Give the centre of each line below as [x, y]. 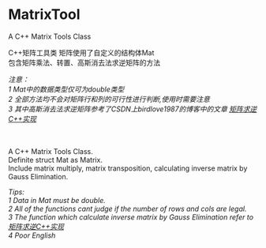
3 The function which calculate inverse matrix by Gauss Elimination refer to [131, 217]
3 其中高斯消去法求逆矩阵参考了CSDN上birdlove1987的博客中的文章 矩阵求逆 [133, 109]
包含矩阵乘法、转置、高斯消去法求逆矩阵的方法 [84, 62]
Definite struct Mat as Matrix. [55, 160]
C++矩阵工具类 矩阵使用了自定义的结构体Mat [81, 52]
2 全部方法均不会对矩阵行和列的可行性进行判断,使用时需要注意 [109, 99]
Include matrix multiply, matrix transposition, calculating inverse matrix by [128, 168]
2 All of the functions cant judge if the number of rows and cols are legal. [127, 209]
